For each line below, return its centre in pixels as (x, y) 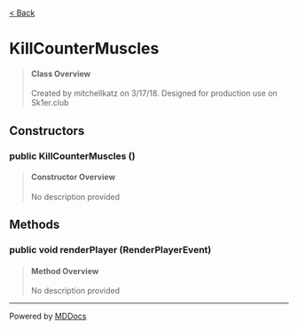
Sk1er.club (50, 103)
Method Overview (65, 271)
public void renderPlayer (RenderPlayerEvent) (110, 250)
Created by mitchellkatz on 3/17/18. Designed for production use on (154, 93)
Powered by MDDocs (48, 316)
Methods (35, 225)
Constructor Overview (73, 177)
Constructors (47, 131)
